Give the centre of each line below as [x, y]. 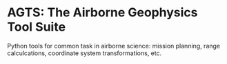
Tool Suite [37, 27]
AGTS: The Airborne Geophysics [102, 13]
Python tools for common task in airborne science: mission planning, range [114, 46]
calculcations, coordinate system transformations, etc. [85, 53]
